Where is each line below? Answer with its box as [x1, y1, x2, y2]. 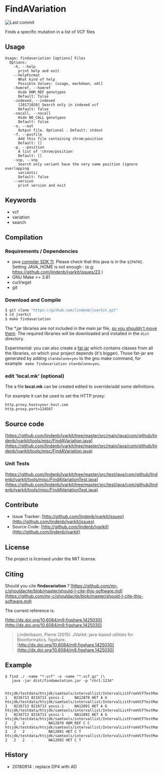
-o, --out [14, 124, 34, 128]
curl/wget [12, 280, 32, 285]
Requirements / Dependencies [5, 248, 79, 254]
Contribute [5, 501, 39, 509]
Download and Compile [5, 297, 61, 303]
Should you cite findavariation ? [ [5, 583, 73, 589]
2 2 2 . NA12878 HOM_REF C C [5, 721, 90, 726]
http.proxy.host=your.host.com [5, 402, 68, 408]
